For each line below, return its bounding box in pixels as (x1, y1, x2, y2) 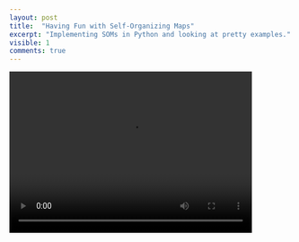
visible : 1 (9, 38, 50, 48)
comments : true (9, 47, 66, 56)
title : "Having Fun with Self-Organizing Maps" (9, 22, 195, 30)
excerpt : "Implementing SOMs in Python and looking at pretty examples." (9, 30, 292, 39)
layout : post (9, 13, 58, 22)
